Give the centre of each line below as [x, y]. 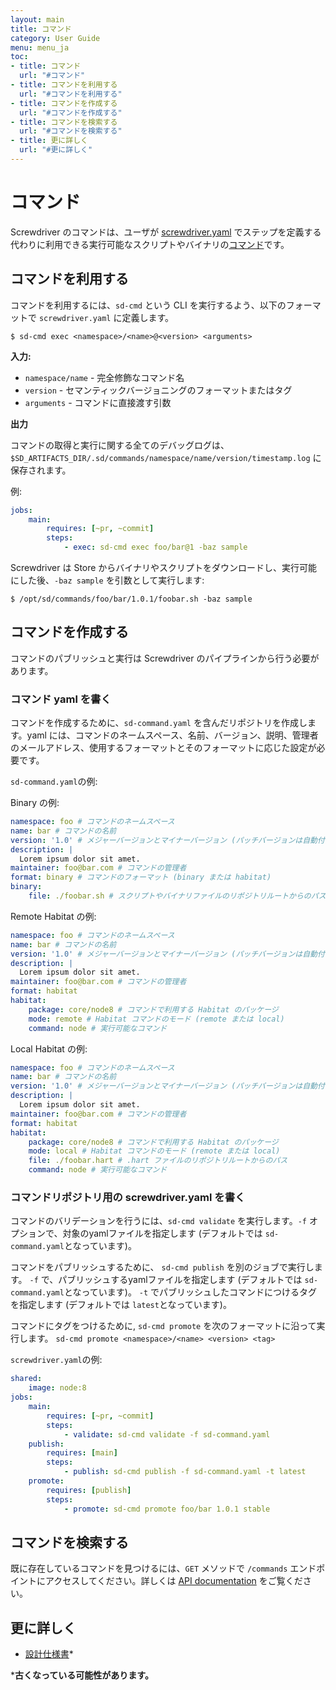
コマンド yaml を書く [61, 699]
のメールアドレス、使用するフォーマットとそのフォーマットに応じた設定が [163, 748]
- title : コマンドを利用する [64, 85]
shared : [26, 1379]
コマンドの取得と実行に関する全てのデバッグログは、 [120, 445]
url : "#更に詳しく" [56, 150]
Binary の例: [35, 803]
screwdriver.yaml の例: [56, 1360]
